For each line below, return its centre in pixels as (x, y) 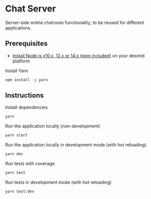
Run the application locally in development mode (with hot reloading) (76, 145)
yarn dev (14, 154)
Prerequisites (26, 44)
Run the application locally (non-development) (53, 126)
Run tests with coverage (30, 163)
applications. (18, 27)
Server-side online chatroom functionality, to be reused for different (75, 22)
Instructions (24, 95)
